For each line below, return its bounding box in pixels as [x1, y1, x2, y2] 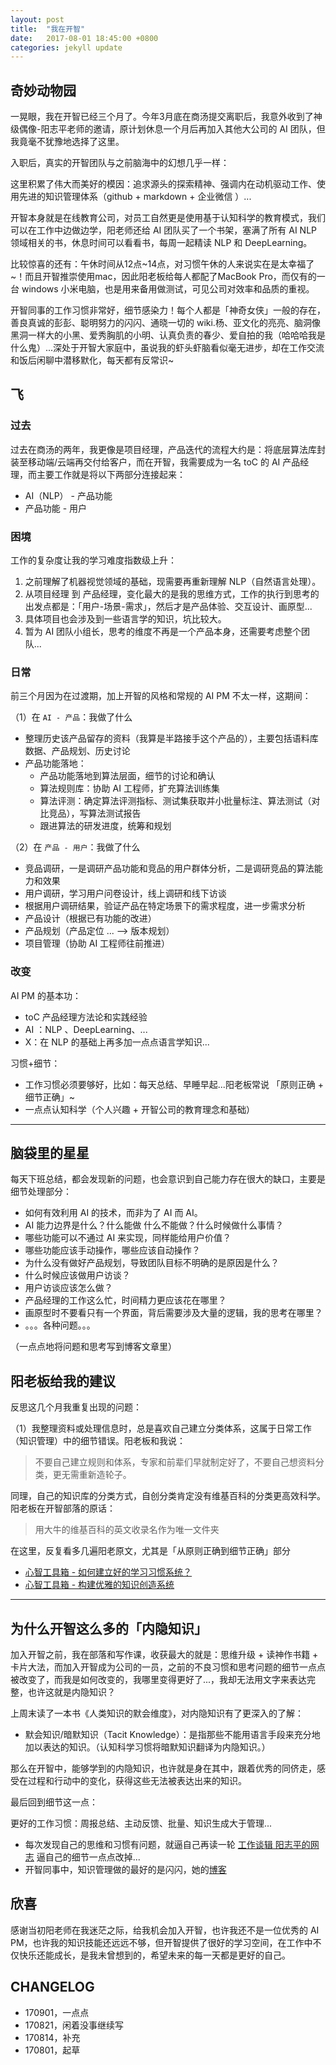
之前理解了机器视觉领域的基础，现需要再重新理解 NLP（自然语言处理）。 [24, 576, 322, 588]
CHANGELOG [10, 1979, 95, 1996]
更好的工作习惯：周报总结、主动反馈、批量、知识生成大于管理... [10, 1817, 273, 1830]
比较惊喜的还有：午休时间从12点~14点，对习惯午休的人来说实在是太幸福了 [10, 258, 315, 270]
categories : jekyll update [10, 42, 123, 53]
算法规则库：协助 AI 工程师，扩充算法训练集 [39, 782, 220, 795]
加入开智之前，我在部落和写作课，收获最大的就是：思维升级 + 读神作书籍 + [10, 1649, 319, 1661]
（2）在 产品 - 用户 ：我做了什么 [10, 841, 141, 853]
